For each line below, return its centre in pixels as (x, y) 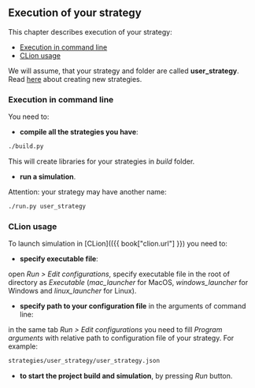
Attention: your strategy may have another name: (87, 191)
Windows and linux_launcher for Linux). (72, 291)
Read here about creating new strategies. (75, 79)
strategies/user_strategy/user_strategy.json (84, 361)
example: (23, 346)
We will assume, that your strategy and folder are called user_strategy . (124, 71)
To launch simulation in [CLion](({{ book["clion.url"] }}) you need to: (118, 244)
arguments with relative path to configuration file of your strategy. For (121, 338)
